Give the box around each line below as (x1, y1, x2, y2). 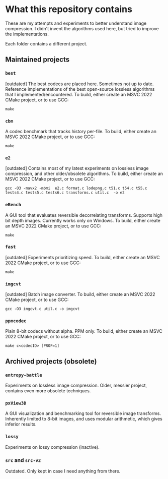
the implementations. (5, 31, 49, 37)
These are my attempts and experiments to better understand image (5, 20, 147, 26)
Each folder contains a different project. (5, 40, 88, 46)
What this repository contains (5, 4, 132, 15)
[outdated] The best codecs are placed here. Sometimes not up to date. (5, 81, 154, 87)
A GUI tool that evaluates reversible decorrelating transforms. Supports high (5, 212, 162, 218)
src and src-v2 (5, 456, 41, 463)
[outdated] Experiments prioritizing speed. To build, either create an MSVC (5, 254, 160, 260)
